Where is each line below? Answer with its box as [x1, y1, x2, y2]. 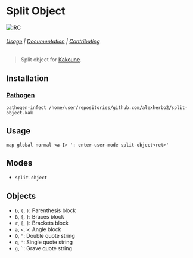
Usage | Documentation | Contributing [6, 38, 100, 45]
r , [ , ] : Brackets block [14, 219, 69, 227]
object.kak [6, 110, 33, 116]
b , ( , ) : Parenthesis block [14, 207, 76, 214]
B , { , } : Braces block [14, 213, 64, 220]
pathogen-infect [6, 104, 46, 111]
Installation [6, 73, 49, 83]
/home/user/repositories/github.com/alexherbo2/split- [48, 104, 188, 111]
